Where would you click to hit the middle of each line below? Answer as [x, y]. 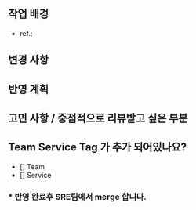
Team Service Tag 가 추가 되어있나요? [97, 147]
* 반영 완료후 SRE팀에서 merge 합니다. [77, 197]
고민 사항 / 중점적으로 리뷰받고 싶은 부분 [98, 118]
